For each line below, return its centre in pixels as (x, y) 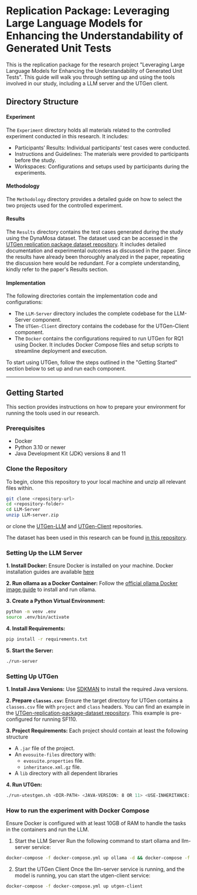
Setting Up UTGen (32, 676)
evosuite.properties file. (53, 761)
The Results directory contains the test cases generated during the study (95, 232)
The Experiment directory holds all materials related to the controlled (89, 130)
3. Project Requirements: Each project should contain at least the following (97, 731)
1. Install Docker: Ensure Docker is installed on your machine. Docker (90, 566)
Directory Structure (43, 102)
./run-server (22, 661)
